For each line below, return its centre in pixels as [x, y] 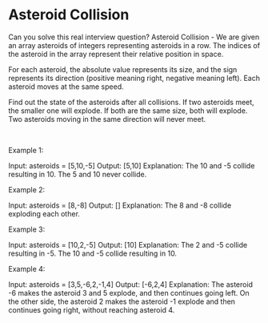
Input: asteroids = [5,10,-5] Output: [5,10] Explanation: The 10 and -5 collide [132, 165]
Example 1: [26, 150]
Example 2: [27, 189]
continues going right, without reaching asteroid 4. [92, 309]
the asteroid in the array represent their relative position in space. [116, 54]
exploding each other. [44, 213]
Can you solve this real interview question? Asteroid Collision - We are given [134, 37]
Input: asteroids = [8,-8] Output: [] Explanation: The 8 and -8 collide [120, 205]
